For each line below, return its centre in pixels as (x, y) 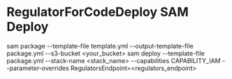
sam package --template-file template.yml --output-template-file (100, 46)
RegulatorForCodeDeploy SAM (98, 12)
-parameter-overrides (38, 68)
